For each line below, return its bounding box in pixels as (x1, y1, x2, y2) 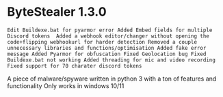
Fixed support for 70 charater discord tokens (7, 62, 142, 69)
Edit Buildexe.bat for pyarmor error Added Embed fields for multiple (7, 27, 213, 33)
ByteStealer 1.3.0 (7, 4, 107, 20)
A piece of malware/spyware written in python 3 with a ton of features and (7, 74, 217, 83)
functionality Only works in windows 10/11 (7, 81, 124, 89)
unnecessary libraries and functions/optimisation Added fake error (7, 44, 207, 51)
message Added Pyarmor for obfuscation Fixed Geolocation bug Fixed (7, 51, 207, 57)
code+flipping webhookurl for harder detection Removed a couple (7, 38, 197, 45)
